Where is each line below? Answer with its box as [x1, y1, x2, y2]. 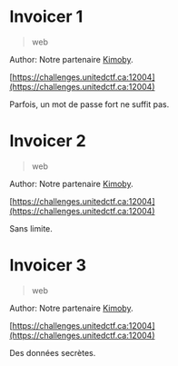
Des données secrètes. [9, 347, 96, 358]
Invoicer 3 [9, 255, 87, 276]
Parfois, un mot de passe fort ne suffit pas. [9, 98, 170, 110]
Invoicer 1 [9, 6, 84, 27]
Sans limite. [9, 223, 53, 233]
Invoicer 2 [9, 131, 86, 152]
